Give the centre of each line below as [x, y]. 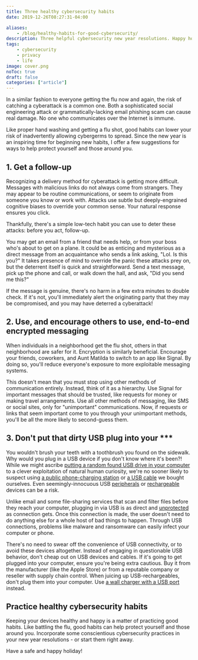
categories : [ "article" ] [37, 83]
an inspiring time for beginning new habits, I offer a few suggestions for [93, 142]
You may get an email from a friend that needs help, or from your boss [91, 241]
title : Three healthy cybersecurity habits [60, 12]
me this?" [18, 279]
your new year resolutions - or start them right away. [70, 640]
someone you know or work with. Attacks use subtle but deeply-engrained [97, 200]
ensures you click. [28, 213]
